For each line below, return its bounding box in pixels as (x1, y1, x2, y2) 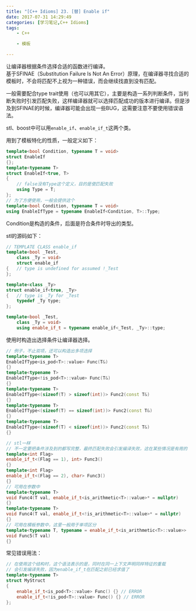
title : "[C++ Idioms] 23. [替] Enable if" (6, 8, 110, 15)
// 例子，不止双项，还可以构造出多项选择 (6, 348, 92, 354)
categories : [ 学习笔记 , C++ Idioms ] (6, 19, 89, 25)
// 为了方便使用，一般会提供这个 (6, 197, 75, 203)
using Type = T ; (16, 187, 57, 193)
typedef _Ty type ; (16, 298, 61, 304)
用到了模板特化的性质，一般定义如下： (6, 137, 98, 144)
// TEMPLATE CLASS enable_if (6, 244, 77, 250)
